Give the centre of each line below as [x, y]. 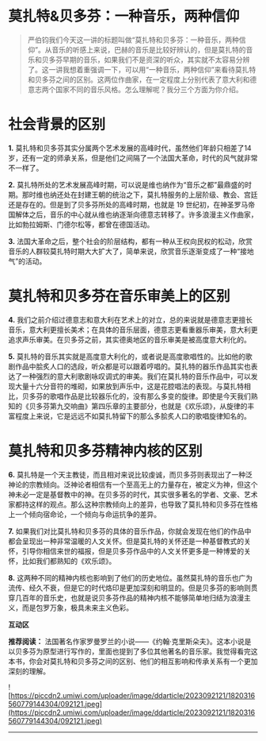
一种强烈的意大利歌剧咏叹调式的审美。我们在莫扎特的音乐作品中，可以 [136, 376]
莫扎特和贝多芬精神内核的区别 [106, 451]
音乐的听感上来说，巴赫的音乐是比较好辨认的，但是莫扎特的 [148, 49]
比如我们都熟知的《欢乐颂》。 [69, 561]
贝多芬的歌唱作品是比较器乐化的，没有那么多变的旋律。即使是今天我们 [136, 396]
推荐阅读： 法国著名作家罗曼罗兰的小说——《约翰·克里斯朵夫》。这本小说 [126, 641]
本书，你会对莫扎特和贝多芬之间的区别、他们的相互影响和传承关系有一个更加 [133, 661]
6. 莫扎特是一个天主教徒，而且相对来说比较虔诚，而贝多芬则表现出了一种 [127, 474]
